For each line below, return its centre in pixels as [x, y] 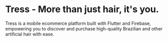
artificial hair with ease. [30, 34]
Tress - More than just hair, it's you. [82, 9]
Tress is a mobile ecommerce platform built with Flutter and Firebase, [78, 23]
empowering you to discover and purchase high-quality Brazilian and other [84, 28]
